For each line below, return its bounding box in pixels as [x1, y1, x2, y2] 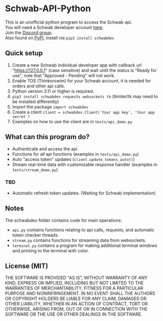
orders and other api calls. [12, 83, 65, 89]
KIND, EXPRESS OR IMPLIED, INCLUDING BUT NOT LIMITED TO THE [5, 280, 144, 286]
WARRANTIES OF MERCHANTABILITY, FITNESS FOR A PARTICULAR [5, 285, 143, 291]
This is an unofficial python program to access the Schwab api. [5, 19, 132, 25]
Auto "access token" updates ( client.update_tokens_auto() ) [12, 156, 135, 162]
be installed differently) [12, 99, 59, 105]
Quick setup [5, 49, 43, 57]
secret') [12, 114, 30, 119]
